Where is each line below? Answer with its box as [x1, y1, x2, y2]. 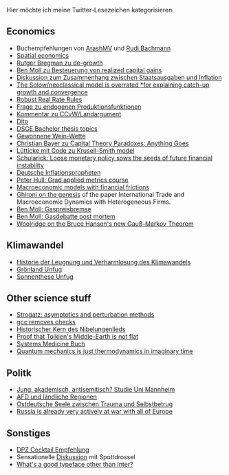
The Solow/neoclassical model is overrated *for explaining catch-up [16, 81, 210, 89]
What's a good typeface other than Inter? [16, 461, 133, 469]
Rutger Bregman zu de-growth [16, 59, 103, 67]
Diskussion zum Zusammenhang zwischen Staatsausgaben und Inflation [16, 73, 222, 81]
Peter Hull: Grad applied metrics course [16, 176, 129, 184]
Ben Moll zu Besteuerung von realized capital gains [16, 65, 162, 74]
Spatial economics [16, 51, 69, 59]
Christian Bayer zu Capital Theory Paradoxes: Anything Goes [16, 139, 189, 147]
